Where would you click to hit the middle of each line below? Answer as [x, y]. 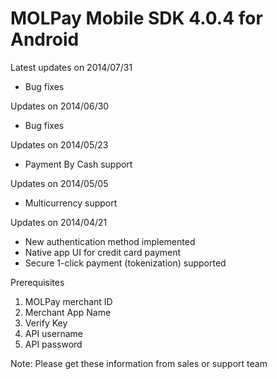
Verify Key [46, 323]
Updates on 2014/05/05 [59, 183]
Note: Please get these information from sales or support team [139, 363]
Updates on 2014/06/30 [60, 106]
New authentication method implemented [110, 241]
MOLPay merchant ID [68, 301]
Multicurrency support [71, 203]
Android [45, 39]
